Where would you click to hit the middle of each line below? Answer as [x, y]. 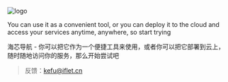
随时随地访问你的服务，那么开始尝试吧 [63, 55]
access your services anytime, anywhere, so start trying [89, 32]
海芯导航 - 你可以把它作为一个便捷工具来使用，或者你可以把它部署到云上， [116, 47]
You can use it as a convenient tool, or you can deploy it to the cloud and [113, 24]
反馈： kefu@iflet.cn [53, 70]
